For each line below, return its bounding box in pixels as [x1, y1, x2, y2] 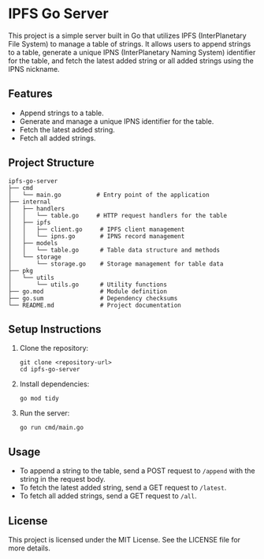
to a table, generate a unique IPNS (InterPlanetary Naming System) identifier [8, 47, 256, 57]
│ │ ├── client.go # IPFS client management [8, 225, 185, 233]
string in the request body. [19, 475, 106, 484]
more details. [8, 543, 51, 553]
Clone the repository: [19, 344, 89, 353]
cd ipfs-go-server [19, 366, 80, 374]
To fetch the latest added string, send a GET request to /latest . [19, 483, 227, 493]
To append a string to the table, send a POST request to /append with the [19, 466, 256, 475]
